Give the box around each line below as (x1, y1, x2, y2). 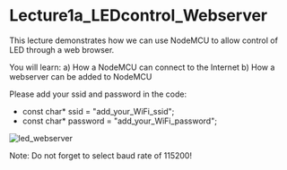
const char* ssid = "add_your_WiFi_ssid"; (22, 106, 175, 116)
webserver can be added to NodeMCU (9, 71, 152, 81)
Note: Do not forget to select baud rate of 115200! (9, 149, 193, 161)
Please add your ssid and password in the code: (9, 89, 187, 99)
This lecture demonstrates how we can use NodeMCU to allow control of (9, 35, 278, 46)
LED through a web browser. (9, 44, 115, 55)
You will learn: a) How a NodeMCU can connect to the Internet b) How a (9, 62, 275, 72)
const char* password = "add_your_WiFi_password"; (22, 115, 218, 126)
